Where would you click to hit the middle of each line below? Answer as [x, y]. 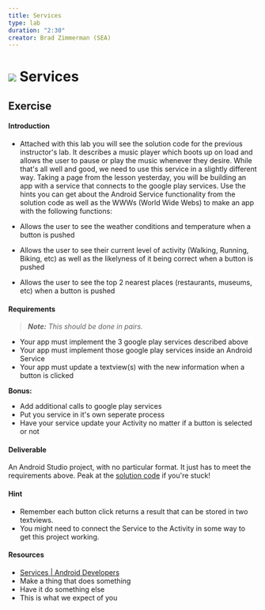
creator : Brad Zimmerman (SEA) [60, 38]
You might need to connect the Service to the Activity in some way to [132, 528]
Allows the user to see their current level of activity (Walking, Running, [134, 250]
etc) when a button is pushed [67, 291]
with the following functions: [66, 212]
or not [29, 432]
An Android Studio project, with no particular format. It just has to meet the [130, 467]
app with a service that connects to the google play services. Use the [133, 186]
